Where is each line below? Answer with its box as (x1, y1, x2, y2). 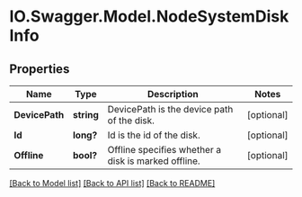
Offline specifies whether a (107, 144, 222, 156)
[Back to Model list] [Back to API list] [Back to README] (9, 178, 216, 188)
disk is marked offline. (107, 155, 200, 167)
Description (147, 88, 200, 100)
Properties (9, 61, 70, 76)
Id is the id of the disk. (107, 129, 200, 141)
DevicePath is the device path (107, 103, 234, 115)
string (72, 109, 99, 121)
